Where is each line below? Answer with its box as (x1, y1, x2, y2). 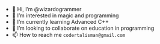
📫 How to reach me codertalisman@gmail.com (11, 32, 125, 38)
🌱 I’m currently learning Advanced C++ (11, 18, 109, 25)
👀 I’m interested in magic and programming (11, 12, 119, 19)
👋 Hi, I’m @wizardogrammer (11, 6, 82, 12)
